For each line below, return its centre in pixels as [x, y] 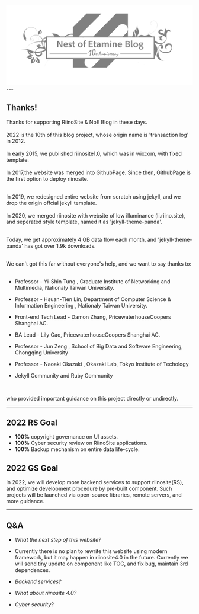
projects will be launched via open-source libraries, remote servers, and [94, 495]
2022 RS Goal [32, 422]
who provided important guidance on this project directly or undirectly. [92, 398]
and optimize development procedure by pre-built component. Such [89, 489]
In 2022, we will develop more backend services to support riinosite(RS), [95, 482]
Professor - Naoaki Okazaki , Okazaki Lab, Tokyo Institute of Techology [102, 364]
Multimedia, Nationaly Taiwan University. [64, 287]
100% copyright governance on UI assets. [66, 437]
